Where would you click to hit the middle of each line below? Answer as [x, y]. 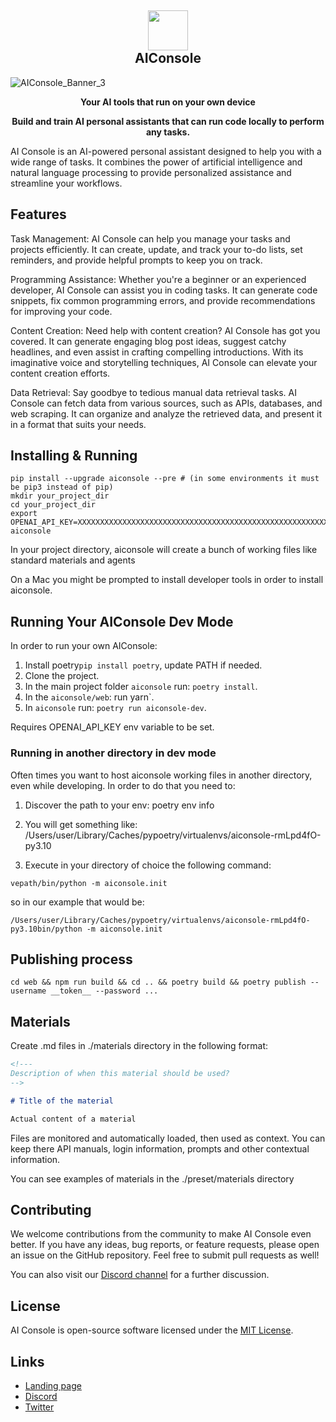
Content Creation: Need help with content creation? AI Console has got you [165, 330]
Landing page [53, 1385]
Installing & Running [74, 456]
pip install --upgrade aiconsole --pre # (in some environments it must [165, 479]
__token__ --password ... [104, 991]
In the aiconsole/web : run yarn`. [89, 697]
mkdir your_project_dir [60, 496]
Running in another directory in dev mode [113, 753]
